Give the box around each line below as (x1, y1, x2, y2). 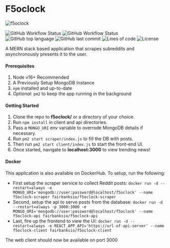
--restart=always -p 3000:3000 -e (12, 204, 87, 209)
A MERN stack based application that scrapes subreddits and (5, 45, 135, 51)
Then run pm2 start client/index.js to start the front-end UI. (12, 141, 143, 147)
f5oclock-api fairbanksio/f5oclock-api (12, 213, 98, 219)
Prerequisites (5, 63, 35, 69)
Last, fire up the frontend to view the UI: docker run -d (12, 218, 128, 224)
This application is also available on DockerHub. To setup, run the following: (5, 170, 165, 176)
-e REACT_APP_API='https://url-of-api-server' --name (47, 223, 165, 228)
